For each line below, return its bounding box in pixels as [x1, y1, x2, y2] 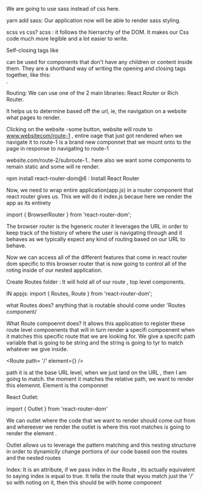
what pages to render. [6, 114, 62, 121]
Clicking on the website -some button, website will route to [6, 126, 153, 132]
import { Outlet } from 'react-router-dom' [6, 405, 108, 412]
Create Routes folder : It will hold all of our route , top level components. [6, 278, 186, 285]
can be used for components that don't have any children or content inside [6, 59, 193, 65]
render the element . [6, 430, 57, 437]
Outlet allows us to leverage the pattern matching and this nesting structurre [6, 441, 197, 448]
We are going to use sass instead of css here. [6, 5, 120, 12]
